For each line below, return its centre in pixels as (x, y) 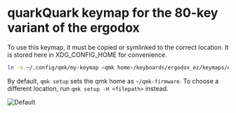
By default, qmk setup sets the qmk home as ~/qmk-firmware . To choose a (113, 81)
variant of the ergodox (74, 28)
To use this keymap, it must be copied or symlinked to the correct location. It (118, 47)
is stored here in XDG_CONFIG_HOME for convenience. (87, 55)
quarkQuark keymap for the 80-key (113, 13)
